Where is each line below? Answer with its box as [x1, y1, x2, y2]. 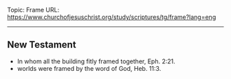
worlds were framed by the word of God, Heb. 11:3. [16, 64, 162, 72]
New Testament [7, 39, 77, 50]
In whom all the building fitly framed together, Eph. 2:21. [16, 57, 175, 65]
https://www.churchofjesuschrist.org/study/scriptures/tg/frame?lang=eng [7, 13, 217, 21]
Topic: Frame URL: [7, 6, 60, 14]
